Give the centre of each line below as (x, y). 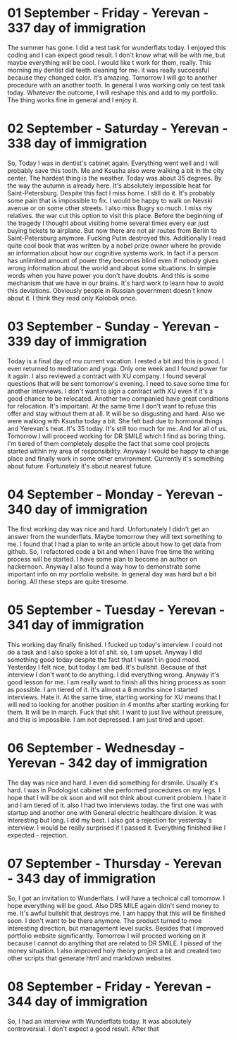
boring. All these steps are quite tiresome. (68, 581)
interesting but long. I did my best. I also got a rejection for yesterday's (110, 820)
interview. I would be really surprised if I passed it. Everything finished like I (117, 828)
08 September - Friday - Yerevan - (110, 986)
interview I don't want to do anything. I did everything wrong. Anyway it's (113, 675)
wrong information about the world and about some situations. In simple (112, 268)
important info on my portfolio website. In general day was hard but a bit (112, 574)
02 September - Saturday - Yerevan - (118, 129)
